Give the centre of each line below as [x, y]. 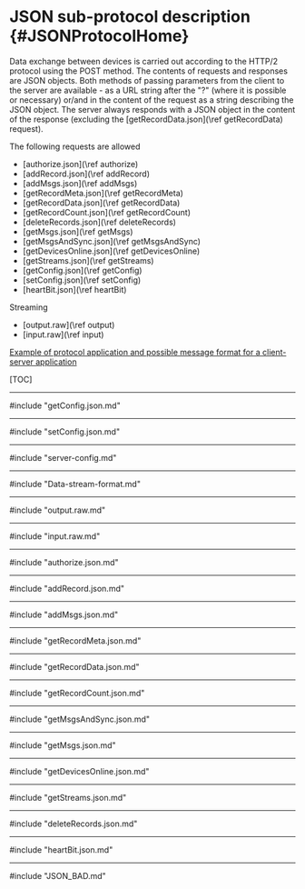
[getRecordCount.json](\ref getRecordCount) [107, 212]
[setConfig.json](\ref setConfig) [82, 280]
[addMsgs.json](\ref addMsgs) [80, 183]
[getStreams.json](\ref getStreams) [88, 260]
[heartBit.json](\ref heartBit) [74, 289]
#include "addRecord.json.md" [67, 588]
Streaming [29, 307]
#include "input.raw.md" [55, 536]
